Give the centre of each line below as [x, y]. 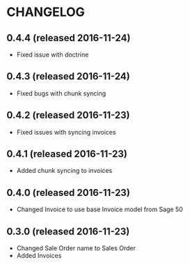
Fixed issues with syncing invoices [66, 132]
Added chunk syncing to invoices [64, 171]
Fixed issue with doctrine [53, 54]
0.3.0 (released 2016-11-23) [68, 231]
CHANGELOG [46, 12]
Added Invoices [39, 256]
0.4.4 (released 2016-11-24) [69, 38]
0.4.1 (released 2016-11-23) [67, 154]
